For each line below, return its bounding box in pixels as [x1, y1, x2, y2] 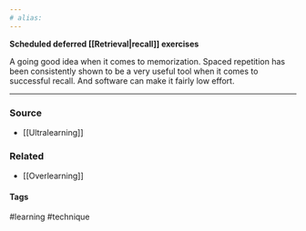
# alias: [9, 13, 43, 23]
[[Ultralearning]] [22, 126, 84, 137]
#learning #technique [9, 211, 90, 223]
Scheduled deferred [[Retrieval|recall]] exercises [9, 38, 199, 49]
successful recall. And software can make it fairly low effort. [9, 75, 235, 86]
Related [9, 149, 45, 162]
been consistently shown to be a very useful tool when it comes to [9, 65, 259, 76]
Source [9, 106, 43, 119]
